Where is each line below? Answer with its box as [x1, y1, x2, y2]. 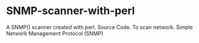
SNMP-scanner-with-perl [6, 4, 135, 18]
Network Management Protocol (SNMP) [6, 29, 104, 37]
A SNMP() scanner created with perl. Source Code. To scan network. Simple [6, 24, 193, 31]
